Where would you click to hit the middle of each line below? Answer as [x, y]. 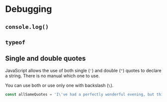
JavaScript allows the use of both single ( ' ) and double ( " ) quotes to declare [83, 70]
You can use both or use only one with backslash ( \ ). [59, 85]
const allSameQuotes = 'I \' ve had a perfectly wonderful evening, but [80, 94]
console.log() [27, 27]
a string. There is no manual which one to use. [52, 76]
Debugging [29, 9]
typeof [15, 42]
